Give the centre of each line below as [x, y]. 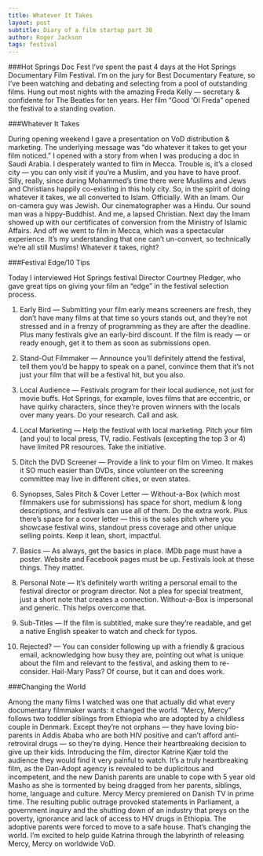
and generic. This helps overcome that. [83, 608]
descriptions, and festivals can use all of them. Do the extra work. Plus [133, 511]
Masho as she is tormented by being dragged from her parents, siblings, [125, 785]
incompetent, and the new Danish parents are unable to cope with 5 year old [132, 777]
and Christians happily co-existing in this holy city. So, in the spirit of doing [129, 189]
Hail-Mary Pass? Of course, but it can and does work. [138, 672]
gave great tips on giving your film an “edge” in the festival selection [119, 286]
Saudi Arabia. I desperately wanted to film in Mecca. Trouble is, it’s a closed [130, 164]
